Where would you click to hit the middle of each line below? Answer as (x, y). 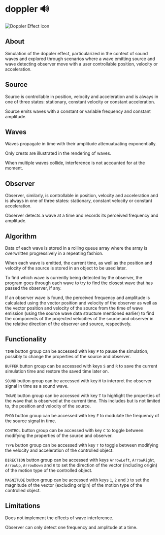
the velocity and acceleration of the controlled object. (60, 450)
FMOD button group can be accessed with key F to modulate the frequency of (82, 415)
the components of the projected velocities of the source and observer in (79, 318)
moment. (14, 168)
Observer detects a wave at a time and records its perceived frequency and (82, 216)
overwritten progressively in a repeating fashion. (54, 253)
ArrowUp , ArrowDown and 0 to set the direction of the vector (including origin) (81, 465)
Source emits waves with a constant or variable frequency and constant (78, 111)
